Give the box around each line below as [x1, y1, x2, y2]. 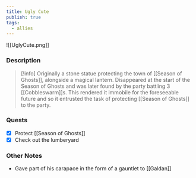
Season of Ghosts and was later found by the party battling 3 [20, 82, 170, 90]
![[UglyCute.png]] [6, 42, 49, 49]
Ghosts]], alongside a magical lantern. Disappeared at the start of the [20, 76, 190, 83]
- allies [11, 25, 33, 31]
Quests [6, 116, 28, 125]
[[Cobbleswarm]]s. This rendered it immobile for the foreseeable [20, 88, 179, 96]
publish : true [6, 14, 42, 20]
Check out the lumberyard [14, 136, 79, 143]
